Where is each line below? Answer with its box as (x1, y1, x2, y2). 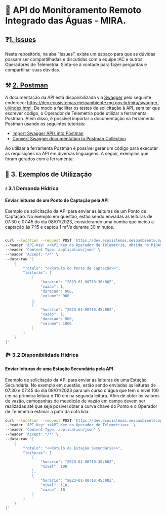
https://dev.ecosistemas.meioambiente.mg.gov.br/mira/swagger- (27, 99, 160, 106)
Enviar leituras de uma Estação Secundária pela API (5, 366, 114, 372)
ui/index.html (5, 105, 32, 111)
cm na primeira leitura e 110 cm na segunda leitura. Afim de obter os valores (5, 392, 160, 398)
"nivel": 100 (40, 464, 68, 469)
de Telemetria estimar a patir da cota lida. (5, 408, 90, 414)
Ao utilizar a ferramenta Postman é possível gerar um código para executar (5, 145, 158, 151)
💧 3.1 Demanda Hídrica (5, 185, 59, 192)
